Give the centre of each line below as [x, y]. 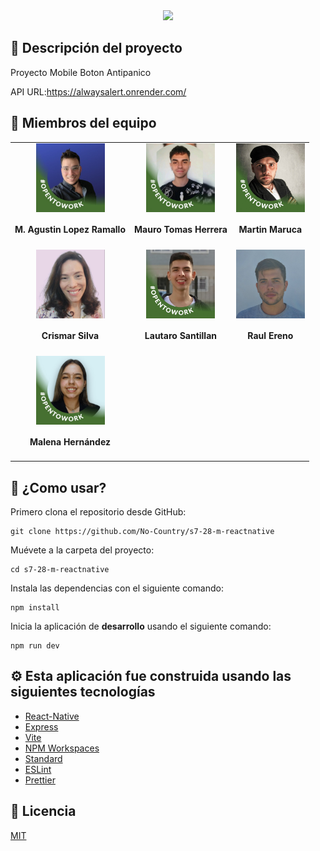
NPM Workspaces [62, 748]
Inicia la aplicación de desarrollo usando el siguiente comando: [141, 626]
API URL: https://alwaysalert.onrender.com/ [98, 91]
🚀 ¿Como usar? [58, 487]
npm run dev [35, 646]
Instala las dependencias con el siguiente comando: [117, 588]
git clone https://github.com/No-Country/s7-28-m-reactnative [142, 532]
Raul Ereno [270, 336]
